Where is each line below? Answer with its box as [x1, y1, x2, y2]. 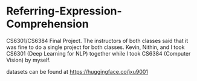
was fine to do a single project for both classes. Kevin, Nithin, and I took [6, 44, 185, 51]
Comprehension [6, 17, 89, 31]
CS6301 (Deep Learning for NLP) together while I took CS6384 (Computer [6, 50, 191, 57]
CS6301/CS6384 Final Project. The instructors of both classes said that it [6, 37, 189, 44]
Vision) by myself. [6, 56, 51, 63]
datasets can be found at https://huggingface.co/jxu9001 [6, 68, 149, 75]
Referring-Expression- [6, 4, 122, 18]
